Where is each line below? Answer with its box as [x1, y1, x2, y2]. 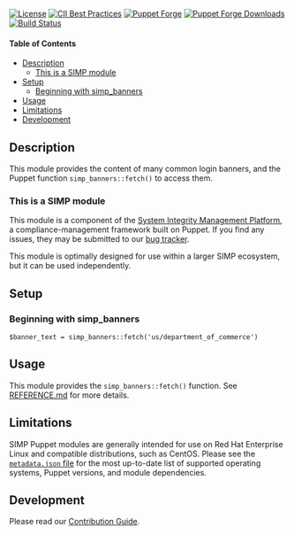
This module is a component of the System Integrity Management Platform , [9, 215, 283, 226]
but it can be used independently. [9, 260, 132, 271]
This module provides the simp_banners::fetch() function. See [9, 380, 237, 391]
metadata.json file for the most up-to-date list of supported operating [9, 457, 261, 469]
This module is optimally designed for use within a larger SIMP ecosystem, [9, 251, 281, 261]
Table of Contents [9, 38, 77, 49]
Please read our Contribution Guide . [9, 516, 140, 527]
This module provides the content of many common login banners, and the [9, 164, 281, 174]
